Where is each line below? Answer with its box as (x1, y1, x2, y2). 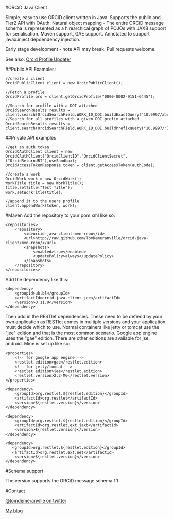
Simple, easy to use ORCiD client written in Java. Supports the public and (5, 14, 161, 20)
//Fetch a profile (5, 90, 45, 95)
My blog (5, 508, 23, 514)
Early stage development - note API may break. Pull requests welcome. (5, 46, 156, 52)
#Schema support (5, 468, 44, 474)
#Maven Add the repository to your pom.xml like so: (5, 212, 115, 218)
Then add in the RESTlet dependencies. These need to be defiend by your (5, 314, 163, 319)
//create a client (5, 76, 45, 81)
